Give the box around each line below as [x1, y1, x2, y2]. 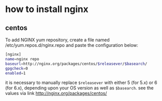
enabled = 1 [5, 70, 26, 76]
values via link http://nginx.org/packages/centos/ [5, 90, 107, 96]
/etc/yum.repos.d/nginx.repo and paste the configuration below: [5, 42, 138, 48]
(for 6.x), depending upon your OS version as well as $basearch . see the [5, 85, 154, 91]
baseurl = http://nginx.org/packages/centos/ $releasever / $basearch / [5, 61, 147, 66]
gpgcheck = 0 [5, 66, 28, 71]
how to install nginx [5, 4, 89, 15]
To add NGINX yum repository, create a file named [5, 37, 110, 43]
